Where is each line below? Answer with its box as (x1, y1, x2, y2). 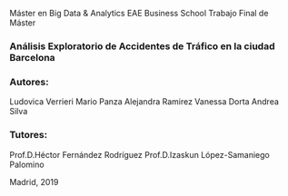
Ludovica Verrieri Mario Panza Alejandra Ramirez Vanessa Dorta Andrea (9, 96, 280, 107)
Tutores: (9, 129, 48, 142)
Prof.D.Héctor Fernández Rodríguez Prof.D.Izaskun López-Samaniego (9, 149, 270, 160)
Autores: (9, 75, 49, 88)
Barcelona (9, 51, 56, 64)
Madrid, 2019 (9, 176, 59, 187)
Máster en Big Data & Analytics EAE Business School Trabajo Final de (9, 8, 269, 18)
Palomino (9, 159, 45, 170)
